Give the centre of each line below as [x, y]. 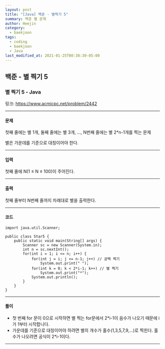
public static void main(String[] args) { [58, 241]
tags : [11, 37]
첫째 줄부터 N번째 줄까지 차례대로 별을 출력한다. [51, 200]
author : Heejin [21, 23]
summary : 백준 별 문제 [26, 19]
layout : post [18, 10]
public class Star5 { [27, 236]
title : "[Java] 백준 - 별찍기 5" [37, 14]
